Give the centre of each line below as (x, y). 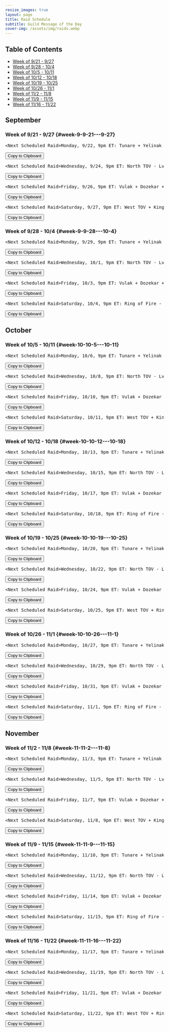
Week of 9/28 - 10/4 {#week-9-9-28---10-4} (61, 231)
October (18, 330)
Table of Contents (34, 49)
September (23, 120)
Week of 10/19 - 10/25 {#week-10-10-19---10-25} (67, 537)
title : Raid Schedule (28, 19)
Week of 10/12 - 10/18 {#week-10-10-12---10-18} (66, 441)
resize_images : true (27, 10)
